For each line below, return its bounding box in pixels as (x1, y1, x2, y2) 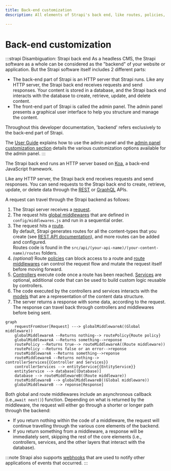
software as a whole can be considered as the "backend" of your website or (5, 61, 166, 67)
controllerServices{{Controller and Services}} (5, 360, 109, 365)
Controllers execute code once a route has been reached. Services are (12, 272, 162, 278)
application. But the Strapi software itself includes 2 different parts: (5, 66, 146, 73)
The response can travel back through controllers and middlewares (12, 304, 154, 310)
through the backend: (5, 408, 51, 414)
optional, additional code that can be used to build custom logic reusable (12, 277, 166, 283)
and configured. (12, 239, 47, 245)
